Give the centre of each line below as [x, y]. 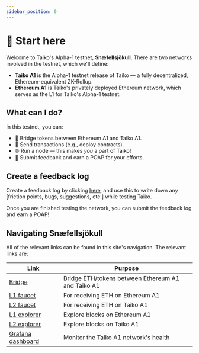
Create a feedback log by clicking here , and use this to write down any [92, 191]
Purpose [127, 268]
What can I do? [34, 112]
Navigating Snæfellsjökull [54, 233]
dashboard [24, 341]
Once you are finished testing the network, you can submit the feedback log [99, 208]
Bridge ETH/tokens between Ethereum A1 [121, 278]
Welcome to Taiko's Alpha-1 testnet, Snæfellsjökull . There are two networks [99, 57]
